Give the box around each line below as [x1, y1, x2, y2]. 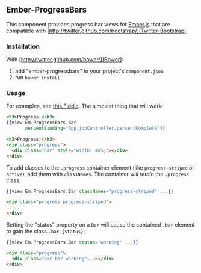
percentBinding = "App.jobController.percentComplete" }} [25, 126, 165, 132]
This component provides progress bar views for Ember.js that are [6, 20, 170, 28]
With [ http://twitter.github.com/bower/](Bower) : [6, 56, 124, 63]
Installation [6, 42, 40, 51]
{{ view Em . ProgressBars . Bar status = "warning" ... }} [6, 239, 138, 245]
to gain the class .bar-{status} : [6, 228, 85, 235]
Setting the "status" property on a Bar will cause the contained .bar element [6, 221, 195, 229]
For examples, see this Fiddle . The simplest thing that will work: [6, 102, 164, 110]
